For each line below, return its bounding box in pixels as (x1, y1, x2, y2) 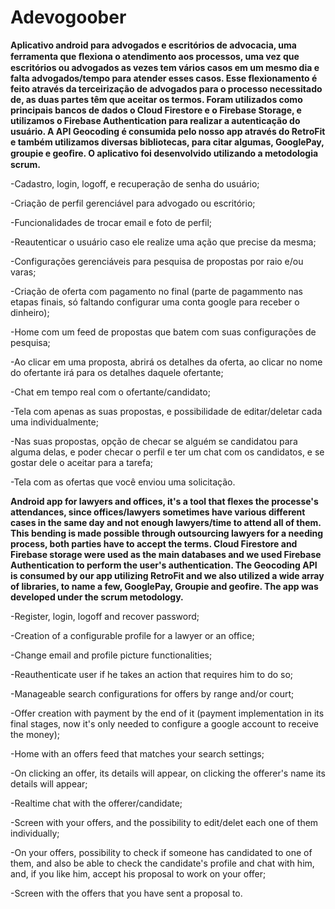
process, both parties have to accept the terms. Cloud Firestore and (10, 537, 298, 550)
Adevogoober (10, 6, 127, 29)
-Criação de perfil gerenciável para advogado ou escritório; (10, 197, 256, 209)
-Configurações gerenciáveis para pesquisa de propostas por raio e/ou (10, 255, 304, 267)
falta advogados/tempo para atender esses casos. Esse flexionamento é (10, 72, 318, 84)
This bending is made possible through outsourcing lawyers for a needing (10, 527, 324, 539)
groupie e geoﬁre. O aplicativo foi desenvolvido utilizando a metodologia (10, 147, 319, 159)
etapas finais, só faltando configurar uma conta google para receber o (10, 296, 300, 308)
